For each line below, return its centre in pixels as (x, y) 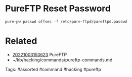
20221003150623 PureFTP (40, 54)
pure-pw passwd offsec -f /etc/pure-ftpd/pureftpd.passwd (66, 22)
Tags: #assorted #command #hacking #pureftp (53, 69)
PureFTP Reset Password (58, 9)
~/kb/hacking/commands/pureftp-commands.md (62, 60)
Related (21, 41)
